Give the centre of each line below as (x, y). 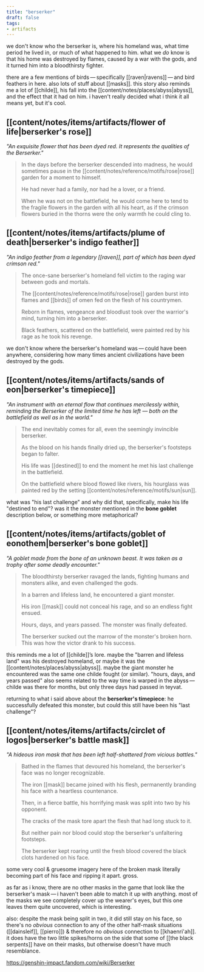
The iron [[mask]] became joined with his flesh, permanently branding (108, 785)
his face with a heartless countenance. (70, 791)
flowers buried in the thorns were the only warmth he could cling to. (106, 214)
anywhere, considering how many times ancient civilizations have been (95, 354)
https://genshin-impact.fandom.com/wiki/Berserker (71, 963)
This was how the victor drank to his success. (78, 643)
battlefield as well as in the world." (49, 417)
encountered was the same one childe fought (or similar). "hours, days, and (101, 674)
